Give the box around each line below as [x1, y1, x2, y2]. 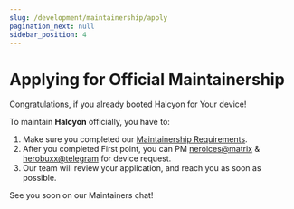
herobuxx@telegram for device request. [22, 153, 172, 164]
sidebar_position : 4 [9, 30, 88, 39]
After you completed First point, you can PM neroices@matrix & [22, 144, 261, 155]
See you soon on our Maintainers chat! [9, 190, 154, 201]
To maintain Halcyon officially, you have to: [9, 117, 170, 128]
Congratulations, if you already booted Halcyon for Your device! [9, 99, 247, 109]
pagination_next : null [9, 22, 95, 31]
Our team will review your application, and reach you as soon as [22, 163, 261, 174]
